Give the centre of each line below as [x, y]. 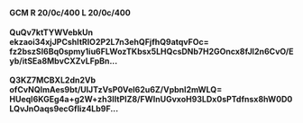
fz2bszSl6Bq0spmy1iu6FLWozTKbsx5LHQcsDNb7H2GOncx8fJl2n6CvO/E [152, 52]
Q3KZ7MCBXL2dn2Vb [53, 80]
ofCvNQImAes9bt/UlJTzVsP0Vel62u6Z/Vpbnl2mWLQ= [116, 90]
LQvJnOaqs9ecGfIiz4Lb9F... [64, 109]
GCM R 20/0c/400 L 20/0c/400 [70, 13]
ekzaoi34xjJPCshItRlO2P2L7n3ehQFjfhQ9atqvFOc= [109, 42]
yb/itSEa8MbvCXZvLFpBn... [64, 61]
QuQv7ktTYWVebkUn [51, 32]
